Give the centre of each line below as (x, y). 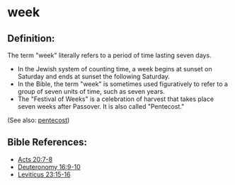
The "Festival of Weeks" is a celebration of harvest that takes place (116, 99)
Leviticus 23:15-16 (44, 174)
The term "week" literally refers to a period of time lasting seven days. (109, 55)
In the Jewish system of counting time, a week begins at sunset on (115, 69)
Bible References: (47, 142)
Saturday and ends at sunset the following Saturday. (93, 76)
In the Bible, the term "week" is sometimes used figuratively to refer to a (123, 84)
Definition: (31, 38)
